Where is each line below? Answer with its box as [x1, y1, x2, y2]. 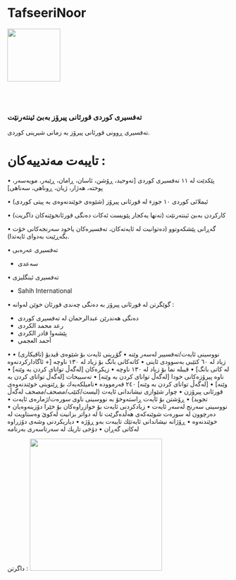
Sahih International [17, 286, 73, 295]
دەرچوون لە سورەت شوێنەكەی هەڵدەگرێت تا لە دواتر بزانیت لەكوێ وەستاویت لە [7, 410, 216, 418]
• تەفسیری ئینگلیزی [7, 273, 59, 282]
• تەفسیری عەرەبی [7, 246, 58, 254]
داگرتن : [7, 565, 29, 573]
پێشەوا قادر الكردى [17, 329, 68, 337]
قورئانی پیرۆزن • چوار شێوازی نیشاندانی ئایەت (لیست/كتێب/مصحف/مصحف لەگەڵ [7, 387, 223, 396]
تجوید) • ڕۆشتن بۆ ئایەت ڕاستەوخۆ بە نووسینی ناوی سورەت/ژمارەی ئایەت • [7, 395, 208, 403]
